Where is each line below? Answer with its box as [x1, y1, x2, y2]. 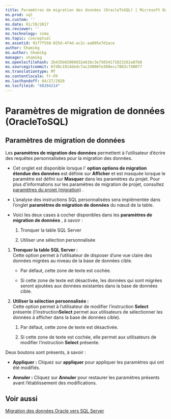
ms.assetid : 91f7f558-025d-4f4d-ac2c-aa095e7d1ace [5, 41, 115, 46]
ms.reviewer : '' [5, 26, 40, 32]
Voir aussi [5, 395, 38, 403]
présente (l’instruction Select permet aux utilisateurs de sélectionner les [12, 309, 163, 315]
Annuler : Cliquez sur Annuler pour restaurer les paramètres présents [12, 374, 160, 380]
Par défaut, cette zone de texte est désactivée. [20, 324, 119, 330]
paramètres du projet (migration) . [12, 186, 84, 192]
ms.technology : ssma [5, 31, 49, 36]
